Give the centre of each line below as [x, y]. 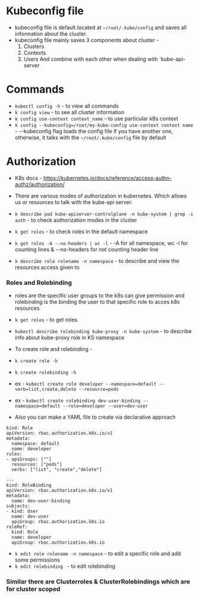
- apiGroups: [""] [29, 459]
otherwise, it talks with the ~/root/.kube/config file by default [90, 137]
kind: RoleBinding [29, 485]
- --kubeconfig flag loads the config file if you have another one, [94, 131]
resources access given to [47, 267]
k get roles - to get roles [46, 320]
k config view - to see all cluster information [70, 112]
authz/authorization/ [40, 184]
